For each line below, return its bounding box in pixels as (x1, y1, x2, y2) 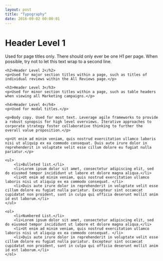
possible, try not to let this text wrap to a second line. (5, 59, 112, 65)
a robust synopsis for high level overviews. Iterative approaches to (5, 119, 152, 125)
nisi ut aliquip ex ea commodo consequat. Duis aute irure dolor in (5, 141, 147, 146)
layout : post (5, 7, 32, 12)
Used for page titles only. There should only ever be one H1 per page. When (5, 53, 158, 59)
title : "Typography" (5, 12, 47, 17)
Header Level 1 (5, 37, 66, 48)
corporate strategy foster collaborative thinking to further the (5, 124, 143, 129)
